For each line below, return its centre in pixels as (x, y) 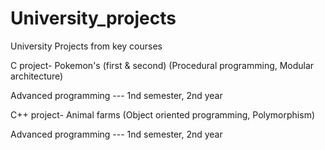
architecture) (37, 76)
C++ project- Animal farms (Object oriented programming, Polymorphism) (163, 114)
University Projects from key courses (86, 46)
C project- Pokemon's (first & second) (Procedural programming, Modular (162, 65)
